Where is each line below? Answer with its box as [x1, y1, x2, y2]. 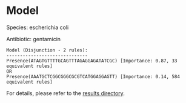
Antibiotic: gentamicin [6, 35, 61, 42]
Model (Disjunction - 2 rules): [6, 47, 88, 53]
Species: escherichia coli [6, 24, 69, 31]
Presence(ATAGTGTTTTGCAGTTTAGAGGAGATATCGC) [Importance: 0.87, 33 [6, 58, 178, 64]
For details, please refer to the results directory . [6, 89, 125, 97]
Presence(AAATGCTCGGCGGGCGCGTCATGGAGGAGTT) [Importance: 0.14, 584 [6, 73, 181, 79]
